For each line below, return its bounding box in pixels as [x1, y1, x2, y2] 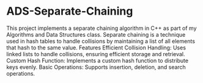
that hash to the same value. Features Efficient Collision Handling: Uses [6, 44, 186, 51]
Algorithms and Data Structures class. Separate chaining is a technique [6, 31, 186, 38]
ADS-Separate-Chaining [6, 4, 133, 18]
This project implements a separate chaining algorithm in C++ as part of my [6, 24, 197, 32]
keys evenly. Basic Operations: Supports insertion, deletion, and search [6, 63, 186, 71]
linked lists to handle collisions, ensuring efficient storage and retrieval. [6, 50, 185, 57]
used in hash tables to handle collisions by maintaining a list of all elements [6, 37, 196, 45]
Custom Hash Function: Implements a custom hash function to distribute [6, 57, 188, 64]
